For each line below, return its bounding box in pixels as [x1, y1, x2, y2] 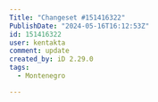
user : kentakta [9, 38, 66, 47]
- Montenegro [17, 72, 66, 81]
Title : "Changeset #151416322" [9, 13, 126, 22]
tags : [9, 64, 29, 72]
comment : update [9, 47, 70, 55]
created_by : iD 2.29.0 [9, 55, 94, 64]
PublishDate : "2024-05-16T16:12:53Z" [9, 21, 150, 30]
